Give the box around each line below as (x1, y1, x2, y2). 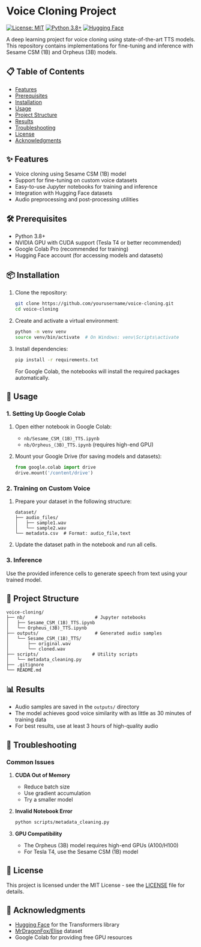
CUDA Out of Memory (14, 771, 71, 779)
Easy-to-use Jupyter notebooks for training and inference (14, 183, 158, 190)
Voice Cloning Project (6, 4, 117, 18)
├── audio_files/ (14, 515, 59, 521)
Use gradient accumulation (23, 789, 91, 797)
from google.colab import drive (14, 464, 96, 470)
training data (14, 716, 47, 723)
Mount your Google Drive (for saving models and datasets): (14, 452, 162, 460)
